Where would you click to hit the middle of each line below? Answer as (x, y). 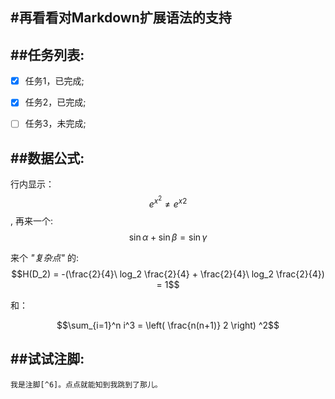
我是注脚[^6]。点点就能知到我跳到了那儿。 (86, 384)
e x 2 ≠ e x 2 (168, 202)
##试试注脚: (47, 359)
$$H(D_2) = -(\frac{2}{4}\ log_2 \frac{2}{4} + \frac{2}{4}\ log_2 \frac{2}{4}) (168, 274)
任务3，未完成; (55, 124)
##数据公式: (47, 158)
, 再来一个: (32, 220)
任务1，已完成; (54, 81)
